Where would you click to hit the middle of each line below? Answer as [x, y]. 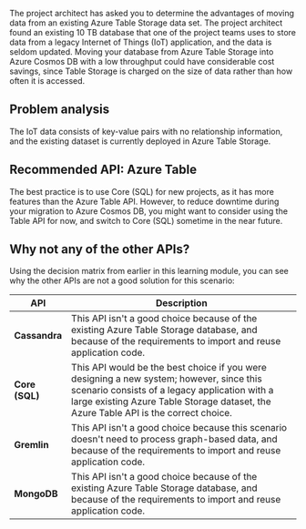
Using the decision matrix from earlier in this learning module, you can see [149, 271]
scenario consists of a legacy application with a [173, 391]
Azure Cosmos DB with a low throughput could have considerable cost [142, 61]
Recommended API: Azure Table [103, 170]
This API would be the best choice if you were [169, 368]
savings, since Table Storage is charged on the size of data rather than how [151, 71]
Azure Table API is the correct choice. [152, 413]
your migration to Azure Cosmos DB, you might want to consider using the [149, 211]
